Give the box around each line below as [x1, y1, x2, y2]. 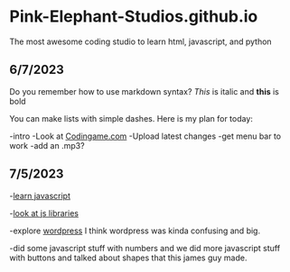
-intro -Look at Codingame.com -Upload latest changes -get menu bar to [9, 131, 282, 141]
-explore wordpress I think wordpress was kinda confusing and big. [9, 225, 260, 236]
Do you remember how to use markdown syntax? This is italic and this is [9, 86, 280, 96]
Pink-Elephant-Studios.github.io [9, 6, 258, 27]
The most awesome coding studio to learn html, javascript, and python [9, 36, 273, 47]
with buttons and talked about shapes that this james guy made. [9, 252, 248, 263]
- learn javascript [9, 190, 70, 201]
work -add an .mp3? [9, 140, 85, 150]
